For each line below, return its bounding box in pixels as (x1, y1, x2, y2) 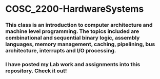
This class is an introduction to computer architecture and (5, 22, 153, 29)
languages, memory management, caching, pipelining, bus (5, 41, 155, 48)
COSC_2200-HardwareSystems (5, 3, 144, 15)
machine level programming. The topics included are (5, 28, 139, 35)
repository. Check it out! (5, 67, 67, 74)
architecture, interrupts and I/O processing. (5, 47, 116, 54)
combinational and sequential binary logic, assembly (5, 34, 140, 42)
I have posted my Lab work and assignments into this (5, 61, 141, 68)
